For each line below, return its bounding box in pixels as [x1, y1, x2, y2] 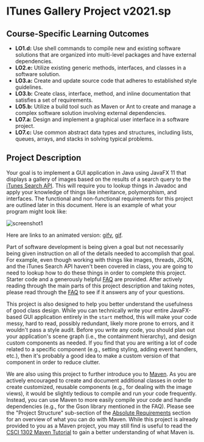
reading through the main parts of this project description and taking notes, [6, 282, 195, 289]
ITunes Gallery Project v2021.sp [6, 4, 172, 18]
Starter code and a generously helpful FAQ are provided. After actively [6, 275, 183, 282]
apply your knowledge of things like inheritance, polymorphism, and [6, 188, 177, 195]
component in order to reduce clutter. [6, 358, 100, 366]
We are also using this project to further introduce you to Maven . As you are [6, 370, 197, 377]
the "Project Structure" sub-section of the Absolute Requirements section [6, 409, 191, 416]
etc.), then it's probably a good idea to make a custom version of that [6, 352, 180, 359]
